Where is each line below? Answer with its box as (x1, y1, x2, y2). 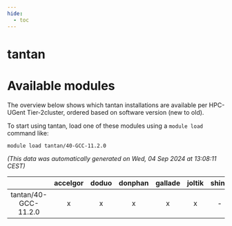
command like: (7, 129, 49, 137)
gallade (155, 178, 181, 187)
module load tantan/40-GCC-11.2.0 (7, 142, 107, 149)
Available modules (7, 77, 115, 93)
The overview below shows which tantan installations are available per (7, 101, 208, 109)
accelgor (54, 178, 84, 187)
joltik (186, 178, 204, 187)
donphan (118, 178, 149, 187)
